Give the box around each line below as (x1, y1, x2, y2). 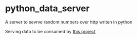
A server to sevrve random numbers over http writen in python (5, 19, 133, 25)
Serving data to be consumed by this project (5, 28, 96, 34)
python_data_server (5, 3, 90, 14)
